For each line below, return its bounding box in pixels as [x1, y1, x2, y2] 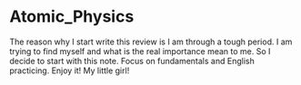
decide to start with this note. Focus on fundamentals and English [9, 55, 255, 66]
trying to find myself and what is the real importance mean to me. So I [9, 45, 271, 56]
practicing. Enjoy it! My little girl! [9, 65, 130, 76]
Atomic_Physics [9, 6, 135, 27]
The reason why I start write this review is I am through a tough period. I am [9, 36, 293, 47]
